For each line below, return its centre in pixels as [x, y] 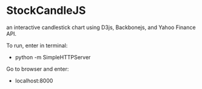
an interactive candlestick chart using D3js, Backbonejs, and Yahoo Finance [101, 27]
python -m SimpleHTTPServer [53, 57]
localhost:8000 [34, 81]
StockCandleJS [46, 11]
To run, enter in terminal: [37, 45]
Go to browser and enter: [38, 69]
